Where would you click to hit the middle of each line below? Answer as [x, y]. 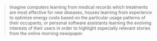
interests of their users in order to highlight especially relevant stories [80, 28]
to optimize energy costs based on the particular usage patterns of [77, 18]
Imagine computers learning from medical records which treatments [78, 7]
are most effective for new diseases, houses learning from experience [80, 12]
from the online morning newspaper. [46, 33]
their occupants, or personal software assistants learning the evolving [80, 23]
